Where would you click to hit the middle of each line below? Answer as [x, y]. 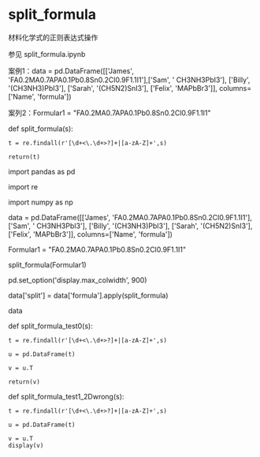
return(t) [24, 157]
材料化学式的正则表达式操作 [53, 37]
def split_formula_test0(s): [50, 326]
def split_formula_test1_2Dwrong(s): [66, 396]
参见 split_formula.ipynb [47, 54]
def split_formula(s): [41, 129]
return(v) [24, 382]
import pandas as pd [42, 171]
